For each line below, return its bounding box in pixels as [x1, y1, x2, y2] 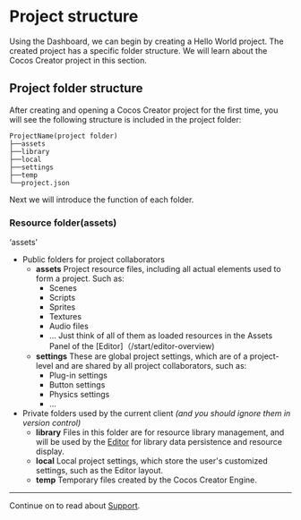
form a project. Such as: [35, 273, 125, 284]
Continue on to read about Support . [9, 500, 141, 511]
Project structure [9, 6, 139, 27]
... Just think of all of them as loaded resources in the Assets [48, 330, 273, 341]
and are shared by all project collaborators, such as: [55, 361, 247, 371]
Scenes [48, 283, 78, 294]
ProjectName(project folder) [9, 132, 118, 141]
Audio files [48, 320, 90, 332]
